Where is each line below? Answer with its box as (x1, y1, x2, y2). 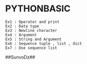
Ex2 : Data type (5, 23, 39, 29)
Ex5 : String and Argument (5, 37, 62, 42)
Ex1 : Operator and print (5, 19, 59, 24)
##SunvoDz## (5, 54, 35, 60)
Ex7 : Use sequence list (5, 45, 57, 50)
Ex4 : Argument (5, 32, 37, 37)
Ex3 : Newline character (5, 28, 57, 33)
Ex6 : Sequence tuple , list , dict (5, 41, 82, 46)
